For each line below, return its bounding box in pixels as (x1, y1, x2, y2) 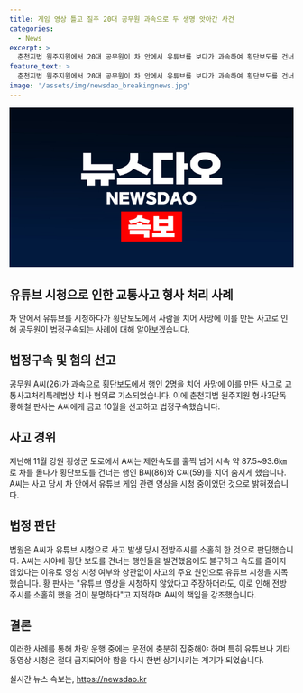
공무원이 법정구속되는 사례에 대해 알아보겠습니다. (18, 324, 190, 335)
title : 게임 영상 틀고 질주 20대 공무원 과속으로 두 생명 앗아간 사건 (9, 14, 234, 23)
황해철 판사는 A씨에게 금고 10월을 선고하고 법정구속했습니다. (9, 401, 221, 412)
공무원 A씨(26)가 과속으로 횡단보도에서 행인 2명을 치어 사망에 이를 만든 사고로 (9, 378, 283, 389)
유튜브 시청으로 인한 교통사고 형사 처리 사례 (9, 287, 234, 302)
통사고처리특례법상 (9, 389, 75, 400)
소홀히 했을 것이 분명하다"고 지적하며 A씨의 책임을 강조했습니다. (32, 588, 257, 599)
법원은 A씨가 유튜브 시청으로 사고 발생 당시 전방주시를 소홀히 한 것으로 (9, 543, 255, 554)
